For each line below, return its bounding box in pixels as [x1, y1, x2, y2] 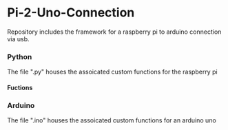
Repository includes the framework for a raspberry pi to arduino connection [7, 28, 222, 36]
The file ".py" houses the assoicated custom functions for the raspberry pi [7, 67, 218, 76]
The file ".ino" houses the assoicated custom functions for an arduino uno [7, 116, 217, 124]
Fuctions [7, 83, 33, 91]
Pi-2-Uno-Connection [7, 5, 135, 21]
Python [7, 52, 32, 61]
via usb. [7, 34, 30, 43]
